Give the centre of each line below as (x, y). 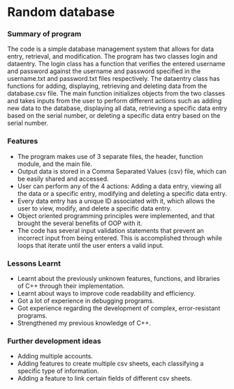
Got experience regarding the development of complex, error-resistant (119, 308)
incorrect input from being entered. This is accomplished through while (119, 238)
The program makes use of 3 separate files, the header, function (110, 156)
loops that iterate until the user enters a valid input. (90, 245)
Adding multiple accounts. (55, 356)
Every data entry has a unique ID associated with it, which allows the (116, 201)
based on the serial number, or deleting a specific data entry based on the (114, 116)
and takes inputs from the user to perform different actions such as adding (115, 101)
